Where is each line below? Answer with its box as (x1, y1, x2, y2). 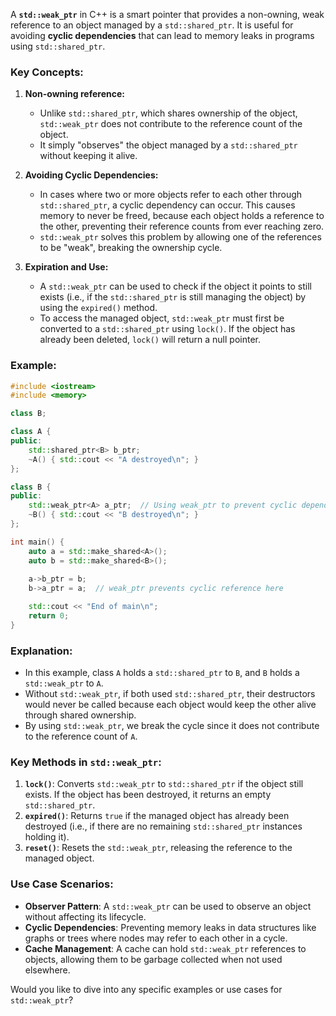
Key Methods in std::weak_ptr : (10, 755, 162, 769)
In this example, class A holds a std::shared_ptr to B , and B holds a (24, 667, 300, 679)
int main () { (10, 537, 65, 547)
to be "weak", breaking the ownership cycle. (39, 242, 223, 254)
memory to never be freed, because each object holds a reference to (39, 210, 325, 222)
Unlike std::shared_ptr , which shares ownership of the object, (39, 107, 298, 119)
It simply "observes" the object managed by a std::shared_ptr (39, 139, 298, 151)
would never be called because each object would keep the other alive (24, 699, 317, 711)
